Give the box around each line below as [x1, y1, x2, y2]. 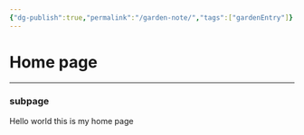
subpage [9, 95, 50, 108]
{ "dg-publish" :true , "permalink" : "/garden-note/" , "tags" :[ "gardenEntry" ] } [9, 13, 294, 22]
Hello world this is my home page [9, 115, 134, 126]
